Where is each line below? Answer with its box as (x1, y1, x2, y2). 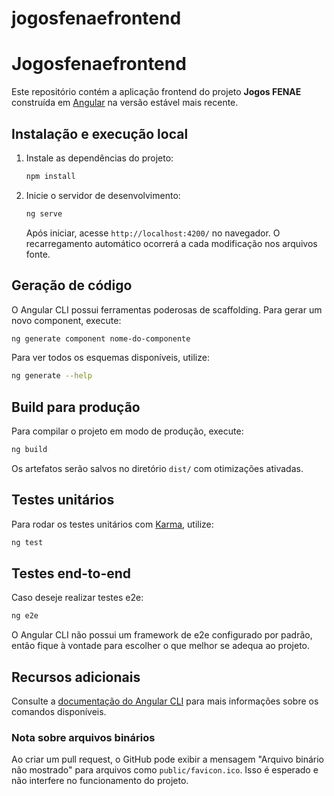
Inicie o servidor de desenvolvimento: (25, 189, 181, 201)
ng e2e (11, 611, 39, 621)
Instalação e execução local (11, 125, 189, 142)
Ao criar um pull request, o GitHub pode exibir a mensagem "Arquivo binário (11, 753, 324, 766)
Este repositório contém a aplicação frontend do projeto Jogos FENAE (11, 86, 302, 98)
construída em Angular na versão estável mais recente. (11, 97, 239, 109)
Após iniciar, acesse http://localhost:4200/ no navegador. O (25, 227, 281, 239)
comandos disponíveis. (11, 706, 107, 718)
